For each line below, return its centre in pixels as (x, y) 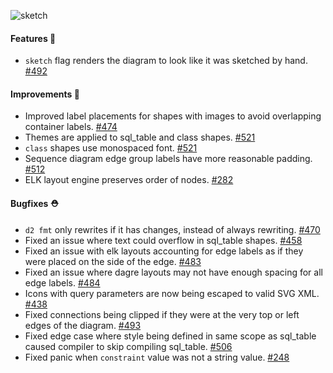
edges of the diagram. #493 (83, 325)
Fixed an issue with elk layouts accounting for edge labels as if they (164, 251)
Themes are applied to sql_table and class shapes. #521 (140, 137)
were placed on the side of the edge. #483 (113, 261)
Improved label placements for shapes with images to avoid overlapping (173, 116)
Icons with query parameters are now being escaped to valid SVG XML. (172, 293)
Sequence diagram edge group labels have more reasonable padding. (168, 159)
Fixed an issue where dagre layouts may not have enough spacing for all (173, 272)
